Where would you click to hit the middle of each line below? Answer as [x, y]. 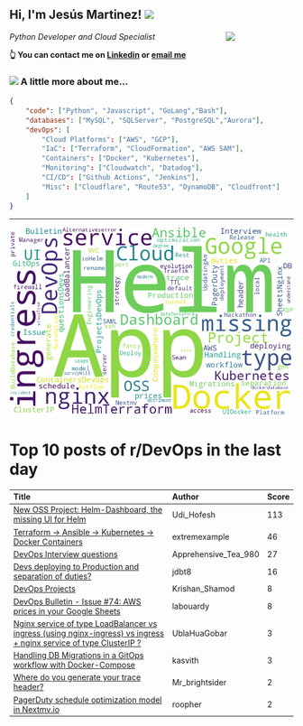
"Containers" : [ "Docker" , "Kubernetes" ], [121, 158]
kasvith [185, 660]
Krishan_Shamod [203, 589]
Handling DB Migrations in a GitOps [78, 656]
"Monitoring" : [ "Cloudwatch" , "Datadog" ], [123, 168]
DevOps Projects [45, 589]
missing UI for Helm [50, 519]
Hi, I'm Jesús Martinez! [76, 15]
